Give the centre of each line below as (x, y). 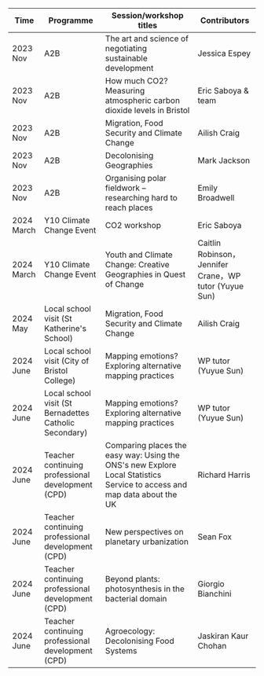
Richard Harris (224, 475)
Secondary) (66, 433)
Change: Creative (137, 265)
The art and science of (147, 39)
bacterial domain (136, 599)
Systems (121, 650)
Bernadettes (67, 413)
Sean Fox (215, 536)
